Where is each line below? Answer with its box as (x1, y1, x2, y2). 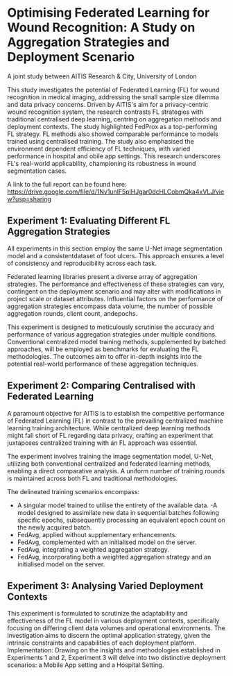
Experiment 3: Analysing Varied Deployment (7, 580, 204, 591)
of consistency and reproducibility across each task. (7, 259, 157, 267)
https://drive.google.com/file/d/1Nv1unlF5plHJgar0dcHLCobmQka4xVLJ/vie (7, 187, 225, 196)
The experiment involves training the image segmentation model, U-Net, (7, 452, 214, 460)
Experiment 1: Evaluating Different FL (7, 215, 171, 227)
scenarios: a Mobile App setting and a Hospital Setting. (7, 661, 164, 669)
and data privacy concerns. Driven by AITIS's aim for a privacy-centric (7, 100, 209, 108)
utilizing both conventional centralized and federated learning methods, (7, 459, 212, 468)
